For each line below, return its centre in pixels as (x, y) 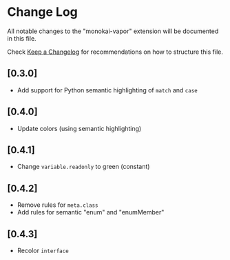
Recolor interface (43, 250)
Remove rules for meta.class (57, 205)
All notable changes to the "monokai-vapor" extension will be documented (113, 31)
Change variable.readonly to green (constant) (83, 167)
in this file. (22, 38)
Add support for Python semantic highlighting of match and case (107, 90)
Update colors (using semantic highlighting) (79, 128)
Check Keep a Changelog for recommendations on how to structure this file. (115, 52)
